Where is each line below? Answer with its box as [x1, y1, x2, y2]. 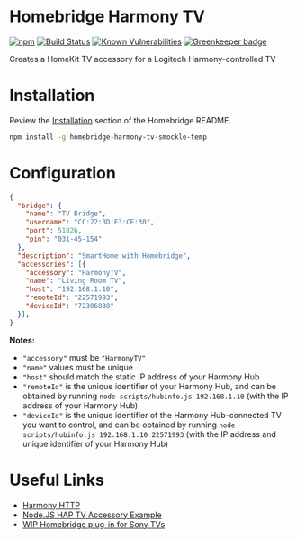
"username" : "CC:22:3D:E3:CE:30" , [25, 218, 155, 227]
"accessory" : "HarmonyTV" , [25, 268, 127, 277]
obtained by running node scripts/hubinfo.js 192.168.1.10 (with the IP [22, 390, 290, 401]
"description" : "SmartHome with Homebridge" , [17, 251, 192, 260]
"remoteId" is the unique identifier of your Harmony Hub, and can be [22, 380, 277, 391]
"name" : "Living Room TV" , [25, 277, 127, 286]
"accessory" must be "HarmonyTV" [22, 352, 147, 362]
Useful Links [9, 470, 105, 490]
